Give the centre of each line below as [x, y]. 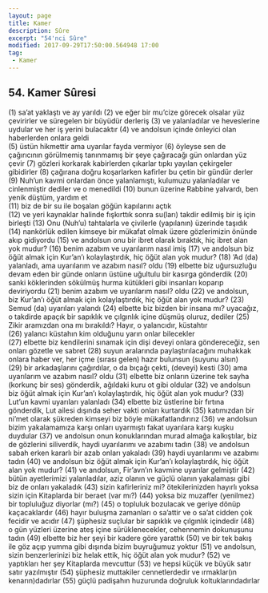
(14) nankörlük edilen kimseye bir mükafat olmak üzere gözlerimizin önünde [133, 231]
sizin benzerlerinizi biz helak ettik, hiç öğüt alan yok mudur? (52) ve [119, 555]
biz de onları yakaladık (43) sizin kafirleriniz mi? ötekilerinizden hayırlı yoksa [133, 486]
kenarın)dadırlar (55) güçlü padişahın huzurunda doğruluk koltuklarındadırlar [134, 580]
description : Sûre [39, 30]
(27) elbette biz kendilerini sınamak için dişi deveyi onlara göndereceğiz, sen [134, 342]
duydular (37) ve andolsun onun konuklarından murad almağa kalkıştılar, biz [133, 436]
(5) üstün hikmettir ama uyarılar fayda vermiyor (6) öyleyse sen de [117, 146]
